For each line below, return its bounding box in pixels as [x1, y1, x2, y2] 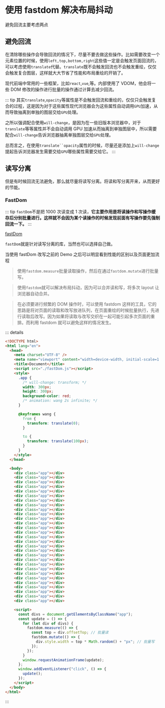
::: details [5, 329, 24, 335]
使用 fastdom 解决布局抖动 [5, 4, 113, 16]
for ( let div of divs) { [23, 621, 74, 626]
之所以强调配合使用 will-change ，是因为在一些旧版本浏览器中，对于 [5, 119, 141, 125]
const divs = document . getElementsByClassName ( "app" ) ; [18, 612, 133, 617]
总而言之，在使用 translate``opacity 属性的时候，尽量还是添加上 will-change [5, 142, 160, 148]
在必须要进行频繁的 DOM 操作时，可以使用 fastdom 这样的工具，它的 [17, 301, 157, 307]
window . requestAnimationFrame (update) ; [23, 657, 105, 662]
